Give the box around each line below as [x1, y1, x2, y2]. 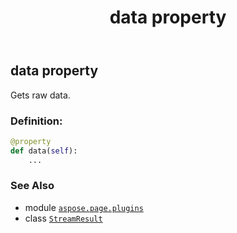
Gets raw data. [10, 89, 71, 101]
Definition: [10, 114, 63, 128]
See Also [10, 179, 55, 193]
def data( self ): [10, 146, 78, 156]
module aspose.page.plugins [24, 201, 144, 213]
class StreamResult [24, 212, 103, 224]
